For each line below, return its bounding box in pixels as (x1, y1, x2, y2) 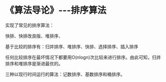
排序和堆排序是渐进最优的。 (5, 60, 63, 66)
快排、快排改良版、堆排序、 (5, 33, 63, 39)
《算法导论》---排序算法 (5, 5, 107, 16)
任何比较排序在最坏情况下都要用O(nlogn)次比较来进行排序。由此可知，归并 (5, 54, 161, 60)
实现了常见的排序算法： (5, 22, 54, 28)
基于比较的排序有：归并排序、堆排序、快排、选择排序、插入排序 (5, 43, 138, 49)
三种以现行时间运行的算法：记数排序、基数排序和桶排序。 (5, 71, 125, 77)
